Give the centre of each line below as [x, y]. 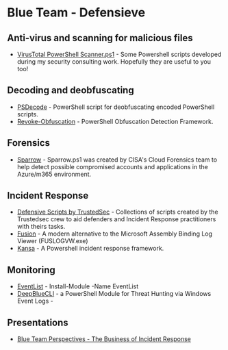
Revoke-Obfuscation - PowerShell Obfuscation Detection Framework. [115, 121]
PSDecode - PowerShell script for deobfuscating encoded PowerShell [116, 107]
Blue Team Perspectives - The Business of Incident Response [104, 339]
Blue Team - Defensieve [76, 13]
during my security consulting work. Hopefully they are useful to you [114, 62]
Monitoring [31, 270]
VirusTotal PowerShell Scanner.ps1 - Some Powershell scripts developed [119, 54]
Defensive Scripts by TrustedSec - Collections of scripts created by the [117, 212]
